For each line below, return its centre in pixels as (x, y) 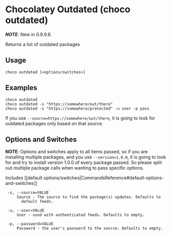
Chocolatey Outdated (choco (68, 9)
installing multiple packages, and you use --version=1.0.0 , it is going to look (86, 157)
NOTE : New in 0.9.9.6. (29, 34)
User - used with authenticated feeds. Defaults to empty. (81, 215)
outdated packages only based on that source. (54, 123)
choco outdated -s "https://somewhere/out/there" (59, 104)
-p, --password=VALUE (30, 224)
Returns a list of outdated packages (43, 44)
